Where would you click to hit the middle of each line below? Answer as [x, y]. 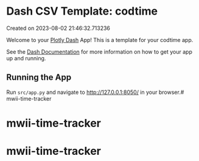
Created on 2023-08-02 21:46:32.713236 [58, 28]
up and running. [26, 58]
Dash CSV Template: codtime [82, 11]
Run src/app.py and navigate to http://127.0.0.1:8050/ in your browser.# [95, 92]
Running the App [39, 77]
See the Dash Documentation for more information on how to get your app [100, 52]
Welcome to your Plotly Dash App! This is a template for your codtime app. [100, 40]
